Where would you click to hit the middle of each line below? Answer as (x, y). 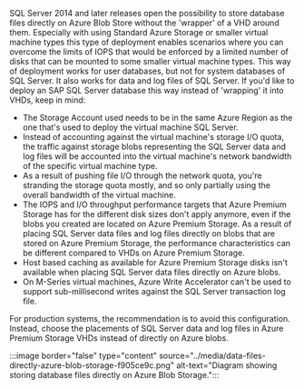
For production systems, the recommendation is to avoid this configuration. (150, 319)
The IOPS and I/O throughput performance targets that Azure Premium (155, 204)
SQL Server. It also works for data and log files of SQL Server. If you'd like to (152, 80)
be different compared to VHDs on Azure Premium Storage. (133, 253)
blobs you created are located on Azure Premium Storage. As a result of (157, 224)
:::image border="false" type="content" (83, 355)
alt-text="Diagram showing (227, 365)
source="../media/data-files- (212, 355)
